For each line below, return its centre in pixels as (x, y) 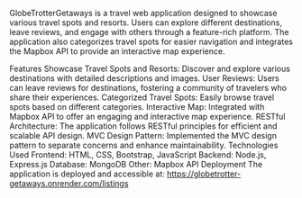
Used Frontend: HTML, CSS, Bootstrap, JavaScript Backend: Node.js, (138, 155)
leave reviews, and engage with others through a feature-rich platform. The (149, 32)
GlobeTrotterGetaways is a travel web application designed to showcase (143, 13)
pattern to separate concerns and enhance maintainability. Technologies (144, 145)
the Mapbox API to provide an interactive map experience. (117, 51)
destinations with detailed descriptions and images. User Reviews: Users (144, 78)
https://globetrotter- (204, 174)
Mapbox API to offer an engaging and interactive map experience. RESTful (147, 117)
